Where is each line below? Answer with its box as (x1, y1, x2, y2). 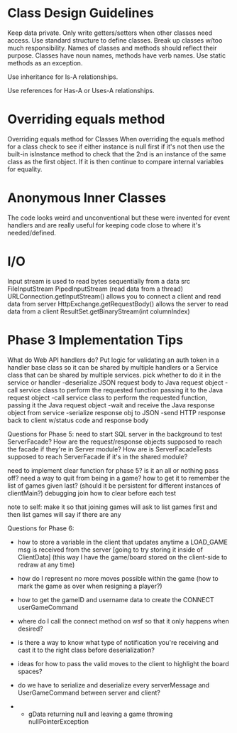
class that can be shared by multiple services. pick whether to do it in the (7, 370, 221, 379)
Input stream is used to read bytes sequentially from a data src (7, 277, 190, 285)
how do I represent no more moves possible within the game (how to (17, 574, 219, 582)
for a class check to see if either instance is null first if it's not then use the (7, 142, 225, 151)
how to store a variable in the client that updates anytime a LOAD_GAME (17, 537, 228, 546)
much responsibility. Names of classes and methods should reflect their (7, 43, 217, 52)
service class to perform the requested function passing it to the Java (18, 385, 224, 394)
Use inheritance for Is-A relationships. (7, 73, 118, 81)
